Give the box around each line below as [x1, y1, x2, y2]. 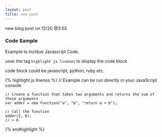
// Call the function [5, 109, 50, 114]
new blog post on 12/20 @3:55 [5, 25, 67, 31]
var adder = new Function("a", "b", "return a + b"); [5, 100, 118, 106]
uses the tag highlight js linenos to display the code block [5, 58, 128, 64]
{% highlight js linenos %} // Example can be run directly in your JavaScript [5, 77, 158, 83]
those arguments [5, 96, 38, 101]
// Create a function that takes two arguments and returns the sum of [5, 92, 155, 97]
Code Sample [5, 37, 38, 44]
